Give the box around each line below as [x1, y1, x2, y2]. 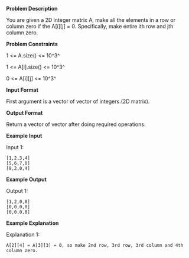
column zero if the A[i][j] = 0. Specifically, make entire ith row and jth [6, 23, 174, 30]
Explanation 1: [6, 231, 40, 238]
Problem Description [6, 5, 58, 12]
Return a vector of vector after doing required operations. [6, 121, 146, 128]
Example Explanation [6, 220, 59, 227]
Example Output [6, 176, 47, 183]
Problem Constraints [6, 41, 58, 47]
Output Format [6, 109, 43, 116]
